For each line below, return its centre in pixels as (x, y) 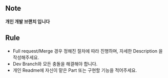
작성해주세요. (26, 57)
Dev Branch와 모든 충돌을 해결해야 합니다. (55, 64)
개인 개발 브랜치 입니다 (28, 21)
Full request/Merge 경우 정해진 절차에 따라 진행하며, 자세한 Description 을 (88, 51)
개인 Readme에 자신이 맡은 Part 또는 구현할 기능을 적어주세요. (75, 70)
